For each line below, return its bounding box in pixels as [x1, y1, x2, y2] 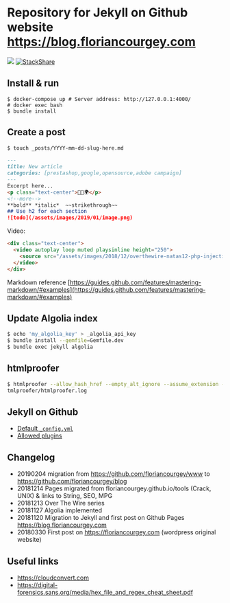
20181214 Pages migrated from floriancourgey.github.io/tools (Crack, [16, 484, 212, 492]
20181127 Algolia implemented [16, 506, 103, 514]
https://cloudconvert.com [16, 573, 89, 582]
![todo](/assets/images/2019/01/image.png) [7, 214, 133, 221]
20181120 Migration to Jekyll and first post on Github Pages [16, 514, 185, 522]
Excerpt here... [7, 182, 53, 190]
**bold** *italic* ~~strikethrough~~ [7, 201, 118, 209]
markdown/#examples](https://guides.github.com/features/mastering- [7, 285, 206, 293]
